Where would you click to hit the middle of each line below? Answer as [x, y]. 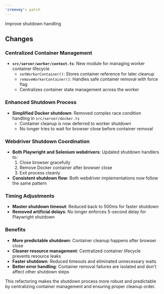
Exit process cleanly [40, 172]
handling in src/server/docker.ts [46, 118]
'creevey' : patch [23, 10]
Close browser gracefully [45, 162]
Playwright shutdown [34, 217]
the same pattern [29, 183]
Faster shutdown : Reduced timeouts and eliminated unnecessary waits [84, 261]
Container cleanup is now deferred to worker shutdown [75, 123]
